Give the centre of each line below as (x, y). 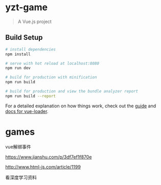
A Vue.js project (35, 21)
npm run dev (18, 68)
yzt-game (26, 7)
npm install (18, 54)
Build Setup (24, 38)
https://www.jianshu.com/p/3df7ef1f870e (49, 157)
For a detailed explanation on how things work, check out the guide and (81, 106)
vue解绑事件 (18, 147)
